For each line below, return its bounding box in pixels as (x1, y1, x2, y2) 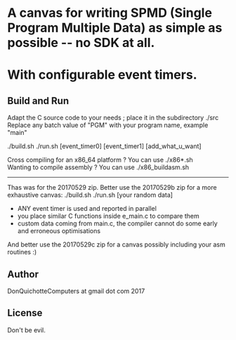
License (7, 307, 43, 319)
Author (7, 268, 39, 280)
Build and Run (7, 95, 69, 107)
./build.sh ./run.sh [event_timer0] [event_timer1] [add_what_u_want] (7, 142, 202, 150)
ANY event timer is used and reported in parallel (17, 204, 157, 213)
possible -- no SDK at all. (7, 35, 155, 51)
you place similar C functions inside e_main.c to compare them (17, 212, 199, 221)
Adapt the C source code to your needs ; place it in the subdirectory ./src (7, 114, 219, 122)
